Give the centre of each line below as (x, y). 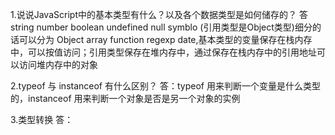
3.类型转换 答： (42, 119)
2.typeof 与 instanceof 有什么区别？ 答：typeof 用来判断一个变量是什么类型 (165, 86)
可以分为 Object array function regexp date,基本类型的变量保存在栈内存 (165, 39)
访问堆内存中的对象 (58, 64)
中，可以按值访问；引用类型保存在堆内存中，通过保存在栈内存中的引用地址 (163, 52)
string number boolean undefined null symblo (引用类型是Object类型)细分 (161, 27)
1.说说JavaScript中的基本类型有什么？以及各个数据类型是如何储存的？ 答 (159, 14)
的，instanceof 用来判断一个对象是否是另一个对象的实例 (125, 98)
